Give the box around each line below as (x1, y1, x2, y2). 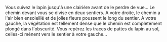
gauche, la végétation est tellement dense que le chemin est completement (5, 20, 162, 26)
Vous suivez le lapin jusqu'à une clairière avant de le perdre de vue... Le (5, 5, 155, 10)
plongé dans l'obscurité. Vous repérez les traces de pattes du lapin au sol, (5, 26, 160, 32)
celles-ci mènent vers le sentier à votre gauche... (5, 31, 107, 37)
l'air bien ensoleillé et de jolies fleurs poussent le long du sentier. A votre (5, 15, 156, 21)
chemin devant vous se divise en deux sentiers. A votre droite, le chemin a (5, 10, 160, 16)
